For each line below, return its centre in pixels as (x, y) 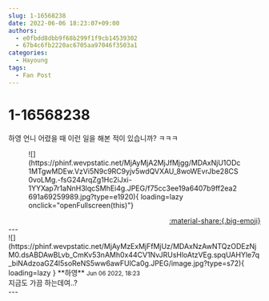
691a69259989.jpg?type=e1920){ (84, 196)
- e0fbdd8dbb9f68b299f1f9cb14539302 (76, 38)
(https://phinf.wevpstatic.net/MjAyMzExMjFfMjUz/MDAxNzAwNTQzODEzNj (132, 246)
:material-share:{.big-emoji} (215, 220)
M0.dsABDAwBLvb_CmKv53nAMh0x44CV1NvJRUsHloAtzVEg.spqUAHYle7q (134, 255)
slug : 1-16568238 (37, 16)
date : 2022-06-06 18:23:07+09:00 (64, 23)
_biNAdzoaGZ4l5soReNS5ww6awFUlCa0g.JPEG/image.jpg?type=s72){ (126, 263)
